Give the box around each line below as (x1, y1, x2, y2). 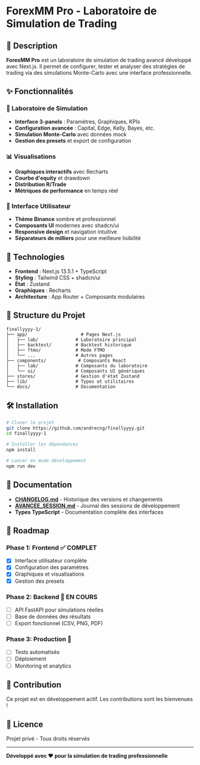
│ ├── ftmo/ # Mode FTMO (6, 347, 105, 353)
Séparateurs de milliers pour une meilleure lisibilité (14, 235, 141, 242)
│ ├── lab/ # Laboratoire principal (6, 336, 137, 343)
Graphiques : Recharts (14, 287, 71, 294)
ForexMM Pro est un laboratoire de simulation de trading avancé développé (6, 57, 192, 63)
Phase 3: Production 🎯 (6, 635, 72, 643)
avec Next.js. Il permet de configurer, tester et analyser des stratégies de (6, 63, 186, 70)
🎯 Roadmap (6, 526, 49, 536)
